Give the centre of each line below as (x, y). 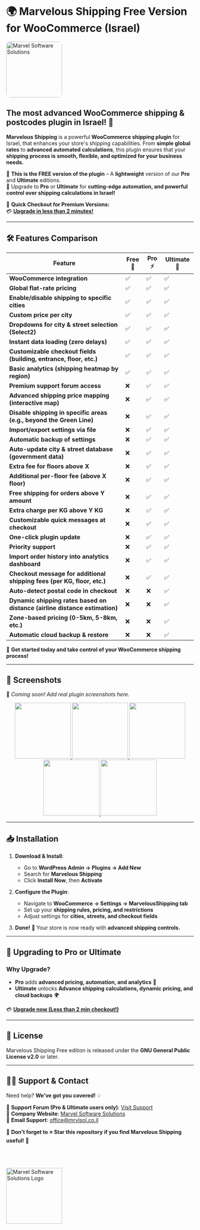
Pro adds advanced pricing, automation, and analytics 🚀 (85, 982)
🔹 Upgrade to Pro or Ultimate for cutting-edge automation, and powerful (97, 186)
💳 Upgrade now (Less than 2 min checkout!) (62, 1009)
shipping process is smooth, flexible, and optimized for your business (94, 156)
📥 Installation (32, 839)
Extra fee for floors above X (49, 466)
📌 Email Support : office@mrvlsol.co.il (52, 1120)
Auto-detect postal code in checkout (63, 591)
